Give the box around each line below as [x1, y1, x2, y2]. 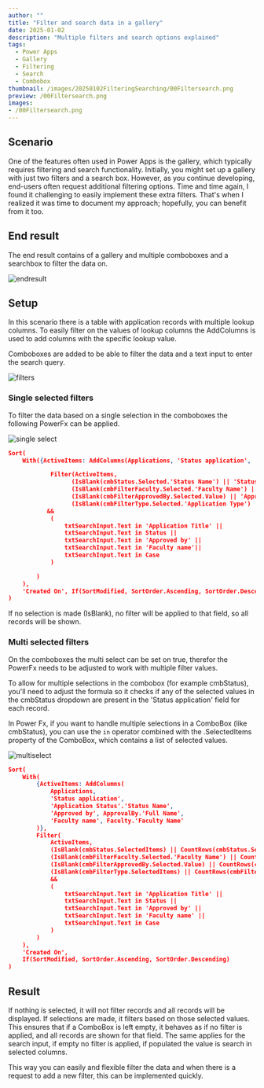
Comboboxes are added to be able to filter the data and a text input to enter [8, 349, 253, 358]
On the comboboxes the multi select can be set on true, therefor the [8, 654, 229, 664]
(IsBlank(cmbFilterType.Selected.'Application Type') [71, 500, 251, 508]
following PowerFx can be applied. [8, 418, 120, 428]
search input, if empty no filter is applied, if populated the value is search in [8, 1038, 253, 1048]
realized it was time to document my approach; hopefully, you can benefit [8, 198, 247, 208]
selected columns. [8, 1047, 68, 1057]
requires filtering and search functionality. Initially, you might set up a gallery [8, 164, 255, 174]
